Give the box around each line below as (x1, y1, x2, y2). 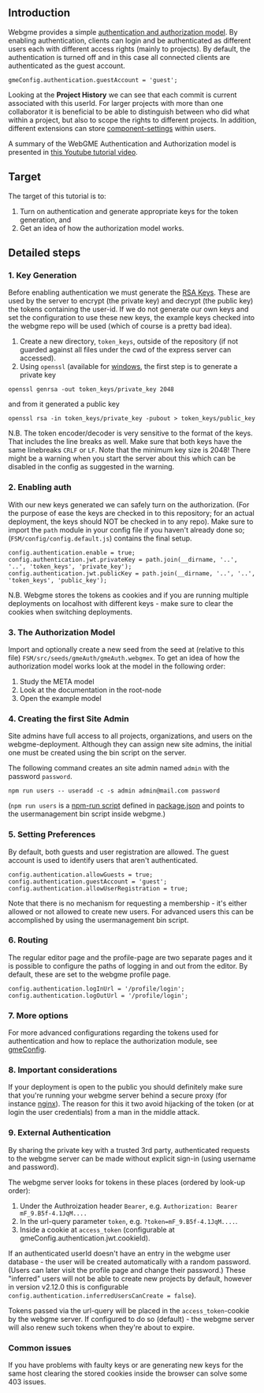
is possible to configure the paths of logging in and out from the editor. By (8, 961, 248, 970)
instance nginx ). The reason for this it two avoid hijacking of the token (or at (8, 1099, 255, 1109)
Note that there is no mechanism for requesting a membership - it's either (8, 898, 247, 908)
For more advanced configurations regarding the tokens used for (8, 1028, 219, 1037)
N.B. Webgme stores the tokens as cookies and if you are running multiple (8, 590, 249, 600)
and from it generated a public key (8, 399, 120, 409)
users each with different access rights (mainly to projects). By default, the (8, 43, 251, 54)
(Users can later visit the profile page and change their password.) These (8, 1265, 246, 1274)
